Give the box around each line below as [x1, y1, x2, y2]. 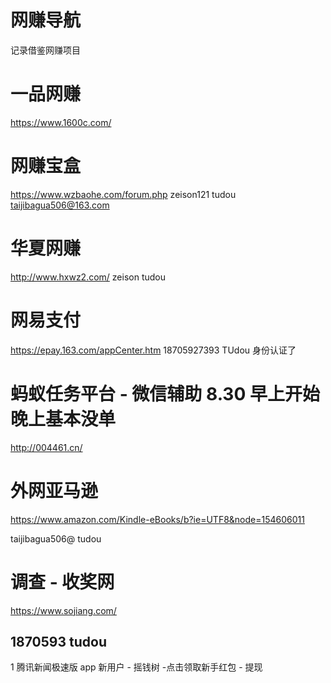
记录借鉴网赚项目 [10, 44, 81, 56]
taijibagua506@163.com [10, 199, 110, 211]
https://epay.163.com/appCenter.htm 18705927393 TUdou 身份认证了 [10, 344, 297, 356]
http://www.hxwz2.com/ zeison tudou [10, 271, 167, 283]
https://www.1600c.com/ [10, 116, 112, 128]
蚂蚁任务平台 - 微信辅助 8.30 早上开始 [10, 382, 320, 405]
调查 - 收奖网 [10, 571, 115, 593]
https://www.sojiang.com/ [10, 604, 117, 616]
